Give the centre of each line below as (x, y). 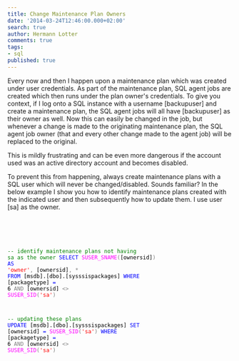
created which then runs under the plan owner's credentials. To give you (114, 96)
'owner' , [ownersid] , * (43, 270)
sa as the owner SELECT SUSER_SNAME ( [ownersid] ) (82, 258)
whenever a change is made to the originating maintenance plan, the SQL (115, 126)
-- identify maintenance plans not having (72, 251)
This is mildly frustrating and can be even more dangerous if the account (114, 155)
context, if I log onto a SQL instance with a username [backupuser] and (112, 103)
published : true (31, 61)
